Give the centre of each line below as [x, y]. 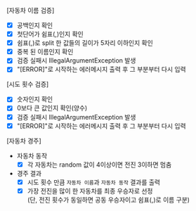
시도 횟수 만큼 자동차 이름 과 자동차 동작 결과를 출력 [94, 182]
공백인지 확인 [35, 25]
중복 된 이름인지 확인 [45, 52]
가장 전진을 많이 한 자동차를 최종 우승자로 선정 [90, 191]
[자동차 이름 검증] [31, 10]
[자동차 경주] [24, 141]
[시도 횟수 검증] [28, 84]
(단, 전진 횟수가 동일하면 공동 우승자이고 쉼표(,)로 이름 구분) [109, 200]
